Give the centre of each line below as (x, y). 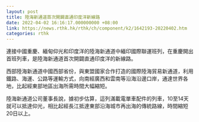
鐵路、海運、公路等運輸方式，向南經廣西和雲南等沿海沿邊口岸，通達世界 (94, 79)
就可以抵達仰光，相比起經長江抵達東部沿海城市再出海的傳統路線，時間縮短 (97, 106)
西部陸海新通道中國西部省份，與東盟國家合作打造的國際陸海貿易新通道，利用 (100, 71)
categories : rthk (28, 34)
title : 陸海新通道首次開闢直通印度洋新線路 (53, 17)
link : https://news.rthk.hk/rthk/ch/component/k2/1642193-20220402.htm (97, 28)
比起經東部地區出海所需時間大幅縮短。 (63, 86)
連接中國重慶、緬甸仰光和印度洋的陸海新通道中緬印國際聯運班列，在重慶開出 (100, 52)
